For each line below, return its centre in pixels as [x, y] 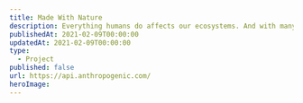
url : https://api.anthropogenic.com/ [80, 76]
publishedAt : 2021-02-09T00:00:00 [74, 34]
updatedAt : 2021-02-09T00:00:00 [70, 43]
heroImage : [30, 84]
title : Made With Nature [56, 17]
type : [19, 51]
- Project [36, 59]
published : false [42, 68]
